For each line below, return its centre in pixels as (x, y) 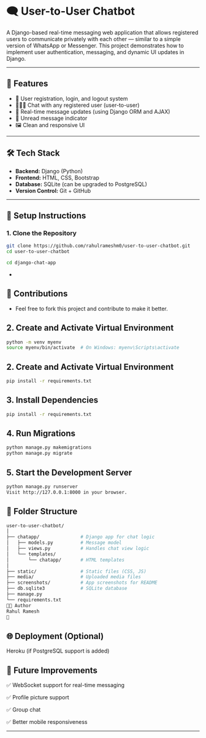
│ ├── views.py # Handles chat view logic (78, 549)
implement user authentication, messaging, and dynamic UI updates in (95, 52)
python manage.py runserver (42, 487)
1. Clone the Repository (41, 233)
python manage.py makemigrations (49, 448)
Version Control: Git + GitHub (53, 190)
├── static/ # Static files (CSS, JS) (77, 571)
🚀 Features (27, 84)
